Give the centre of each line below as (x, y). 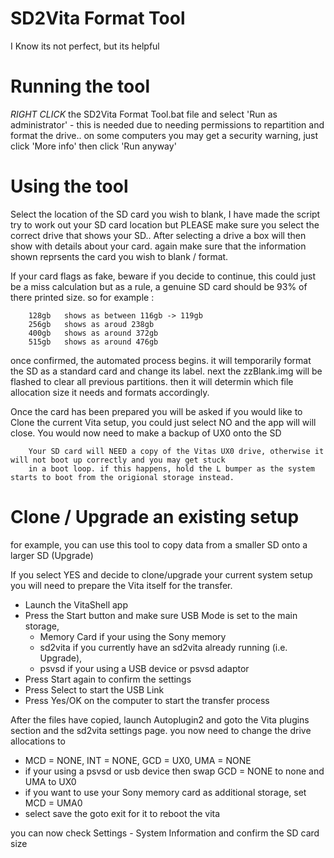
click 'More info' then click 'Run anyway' (93, 146)
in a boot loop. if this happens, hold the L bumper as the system (171, 468)
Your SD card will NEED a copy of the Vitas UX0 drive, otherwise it (176, 451)
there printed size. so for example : (82, 297)
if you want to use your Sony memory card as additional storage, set (165, 792)
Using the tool (69, 186)
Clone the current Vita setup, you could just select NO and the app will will (163, 422)
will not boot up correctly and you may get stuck (118, 460)
